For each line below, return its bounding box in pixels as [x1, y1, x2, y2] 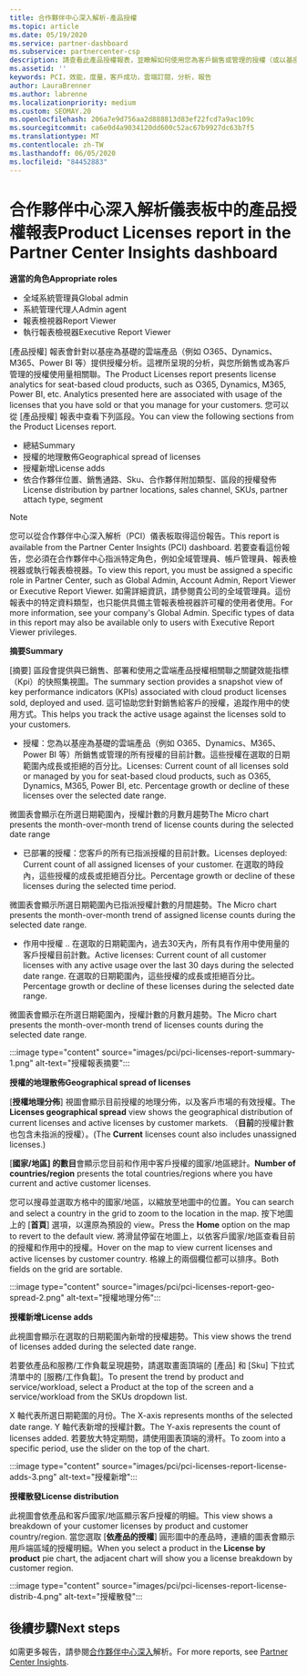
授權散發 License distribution [9, 1491, 119, 1502]
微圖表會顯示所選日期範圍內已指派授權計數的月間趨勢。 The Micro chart [9, 899, 278, 911]
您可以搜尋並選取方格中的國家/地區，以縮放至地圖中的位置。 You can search [9, 1197, 294, 1208]
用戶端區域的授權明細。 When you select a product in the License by [9, 1543, 266, 1554]
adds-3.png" [9, 1472, 57, 1483]
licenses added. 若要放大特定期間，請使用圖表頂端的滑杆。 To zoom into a [9, 1433, 286, 1444]
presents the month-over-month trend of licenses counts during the [9, 1019, 264, 1030]
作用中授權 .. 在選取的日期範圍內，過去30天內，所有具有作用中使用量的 [22, 938, 290, 949]
